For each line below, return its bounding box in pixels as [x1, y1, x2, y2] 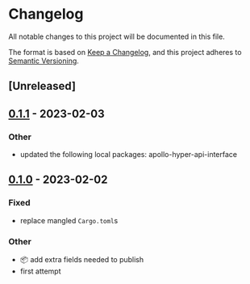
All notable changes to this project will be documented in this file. [8, 32, 226, 41]
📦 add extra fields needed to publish [19, 255, 144, 264]
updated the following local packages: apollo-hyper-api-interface [19, 150, 238, 159]
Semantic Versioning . [8, 56, 79, 66]
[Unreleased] [8, 79, 77, 93]
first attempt [19, 266, 62, 276]
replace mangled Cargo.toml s [19, 215, 119, 225]
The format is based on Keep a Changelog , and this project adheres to [8, 47, 242, 57]
